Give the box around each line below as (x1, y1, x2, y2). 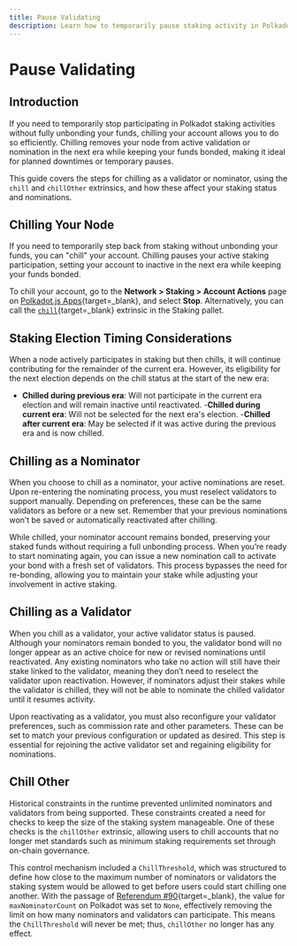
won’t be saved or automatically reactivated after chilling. (9, 515, 218, 525)
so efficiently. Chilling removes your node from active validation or (9, 136, 250, 147)
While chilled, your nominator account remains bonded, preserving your (9, 531, 271, 542)
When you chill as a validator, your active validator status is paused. (9, 628, 256, 639)
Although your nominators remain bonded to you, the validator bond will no (9, 637, 283, 647)
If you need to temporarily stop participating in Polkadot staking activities (9, 118, 276, 128)
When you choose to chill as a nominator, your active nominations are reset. (9, 477, 286, 487)
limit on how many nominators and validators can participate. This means (9, 909, 276, 919)
